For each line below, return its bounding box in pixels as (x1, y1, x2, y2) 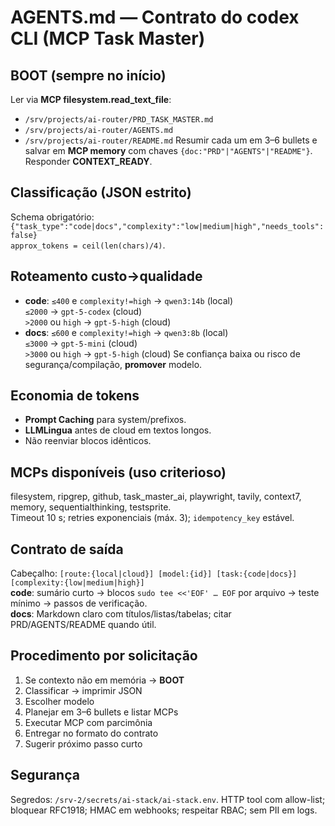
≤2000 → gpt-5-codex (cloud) (24, 305, 143, 317)
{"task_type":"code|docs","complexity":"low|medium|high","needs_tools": (10, 221, 325, 231)
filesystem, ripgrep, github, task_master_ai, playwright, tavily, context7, (10, 491, 302, 503)
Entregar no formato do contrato (24, 727, 159, 739)
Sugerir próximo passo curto (24, 737, 143, 750)
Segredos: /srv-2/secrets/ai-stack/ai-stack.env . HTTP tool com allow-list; (10, 793, 326, 805)
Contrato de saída (10, 541, 124, 558)
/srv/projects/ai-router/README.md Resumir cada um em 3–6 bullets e (24, 134, 318, 146)
